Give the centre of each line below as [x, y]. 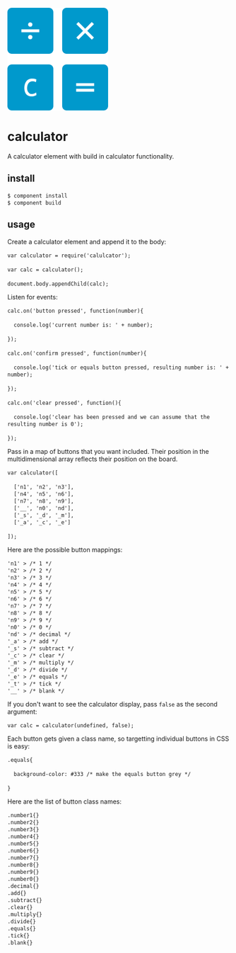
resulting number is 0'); [45, 424]
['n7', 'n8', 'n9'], [44, 501]
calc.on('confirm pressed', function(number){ [77, 353]
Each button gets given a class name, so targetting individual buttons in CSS [118, 738]
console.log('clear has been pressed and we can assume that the [112, 417]
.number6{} [23, 850]
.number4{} [23, 836]
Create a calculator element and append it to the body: [87, 241]
